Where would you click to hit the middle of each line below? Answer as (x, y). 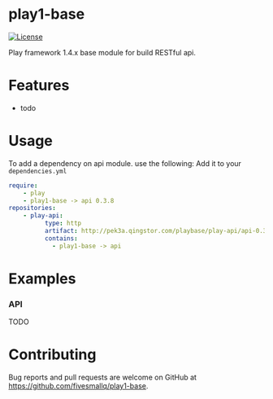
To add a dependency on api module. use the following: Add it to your (125, 163)
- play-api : (43, 216)
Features (39, 85)
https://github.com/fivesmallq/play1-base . (78, 386)
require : (23, 185)
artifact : (61, 231)
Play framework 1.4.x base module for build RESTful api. (102, 52)
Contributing (52, 355)
